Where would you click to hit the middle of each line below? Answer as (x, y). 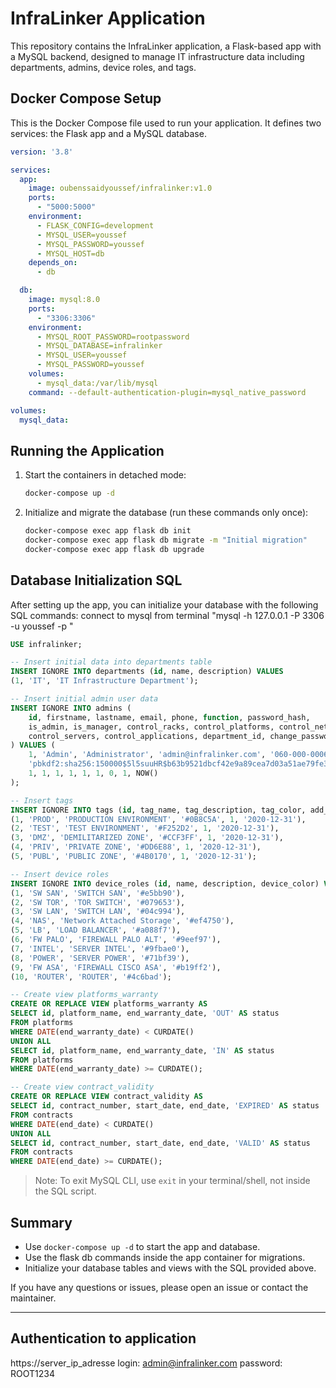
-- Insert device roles (60, 874)
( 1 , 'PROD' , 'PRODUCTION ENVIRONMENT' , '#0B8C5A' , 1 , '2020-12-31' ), (158, 819)
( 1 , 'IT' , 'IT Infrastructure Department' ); (104, 681)
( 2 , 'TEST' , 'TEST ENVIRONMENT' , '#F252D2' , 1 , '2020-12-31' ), (145, 828)
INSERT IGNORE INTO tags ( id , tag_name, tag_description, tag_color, (158, 810)
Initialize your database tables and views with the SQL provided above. (170, 1268)
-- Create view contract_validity (82, 1087)
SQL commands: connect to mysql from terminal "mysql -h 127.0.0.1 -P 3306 (167, 615)
